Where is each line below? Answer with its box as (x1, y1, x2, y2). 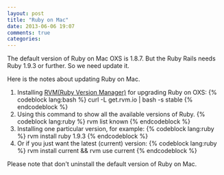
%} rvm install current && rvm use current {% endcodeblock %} (16, 147, 197, 155)
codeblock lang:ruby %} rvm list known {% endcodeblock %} (16, 117, 190, 126)
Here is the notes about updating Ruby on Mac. (7, 75, 140, 83)
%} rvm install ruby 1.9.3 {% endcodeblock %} (16, 132, 149, 141)
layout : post (7, 10, 45, 17)
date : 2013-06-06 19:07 (7, 23, 75, 30)
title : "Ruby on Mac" (7, 16, 69, 23)
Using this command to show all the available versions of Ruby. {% (16, 110, 206, 119)
